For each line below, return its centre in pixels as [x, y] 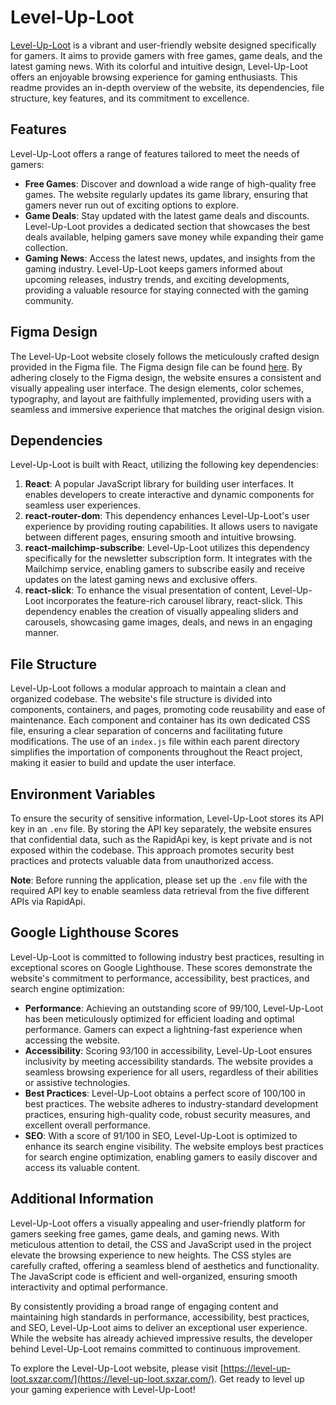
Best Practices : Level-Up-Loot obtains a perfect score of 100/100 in [165, 1093]
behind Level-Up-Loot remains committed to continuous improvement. [155, 1348]
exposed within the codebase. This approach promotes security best [152, 850]
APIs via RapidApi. [48, 901]
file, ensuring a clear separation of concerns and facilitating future [147, 731]
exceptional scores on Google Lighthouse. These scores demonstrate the [161, 967]
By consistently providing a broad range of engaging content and [144, 1306]
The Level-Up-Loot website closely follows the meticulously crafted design [165, 356]
